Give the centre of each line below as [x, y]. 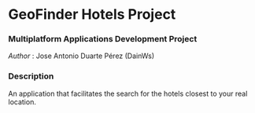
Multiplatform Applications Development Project [103, 39]
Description [31, 76]
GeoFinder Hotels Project [92, 15]
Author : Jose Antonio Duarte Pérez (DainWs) [81, 56]
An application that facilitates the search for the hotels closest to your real [128, 93]
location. [22, 102]
